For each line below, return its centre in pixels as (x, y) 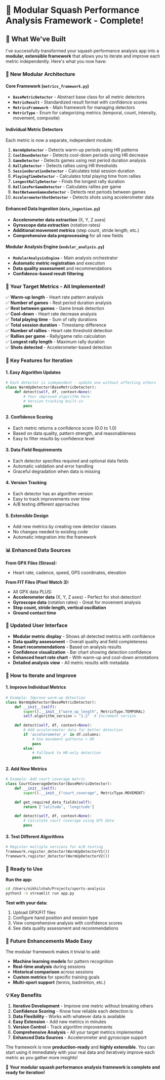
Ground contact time (34, 613)
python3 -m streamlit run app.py (40, 893)
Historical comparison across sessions (53, 972)
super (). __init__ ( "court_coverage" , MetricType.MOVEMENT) (84, 793)
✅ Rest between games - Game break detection (55, 309)
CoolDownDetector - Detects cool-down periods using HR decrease (80, 155)
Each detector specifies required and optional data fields (70, 461)
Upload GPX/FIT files (34, 912)
